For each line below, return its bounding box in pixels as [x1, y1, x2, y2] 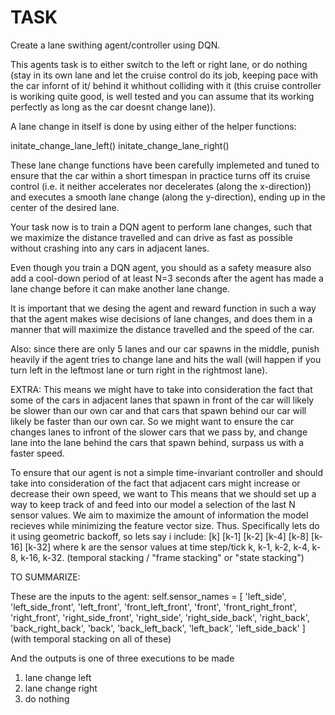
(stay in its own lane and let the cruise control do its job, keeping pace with [10, 69, 319, 81]
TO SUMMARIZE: [10, 571, 81, 583]
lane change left [24, 671, 92, 683]
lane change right [24, 682, 98, 694]
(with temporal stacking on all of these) [10, 632, 172, 645]
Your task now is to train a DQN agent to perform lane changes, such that [10, 221, 313, 233]
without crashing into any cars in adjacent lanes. [10, 242, 210, 254]
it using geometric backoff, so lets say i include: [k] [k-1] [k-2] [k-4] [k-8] [10, 530, 310, 542]
